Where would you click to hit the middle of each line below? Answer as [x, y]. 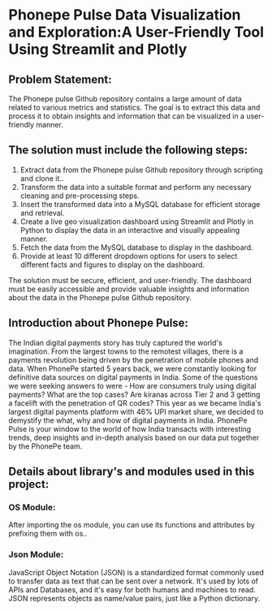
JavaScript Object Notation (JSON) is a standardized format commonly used [136, 572]
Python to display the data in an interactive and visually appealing [130, 230]
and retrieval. [42, 213]
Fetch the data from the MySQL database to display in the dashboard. [136, 247]
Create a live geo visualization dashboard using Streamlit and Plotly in [137, 222]
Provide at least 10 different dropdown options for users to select [129, 256]
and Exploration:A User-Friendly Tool [136, 32]
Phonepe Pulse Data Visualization [125, 15]
